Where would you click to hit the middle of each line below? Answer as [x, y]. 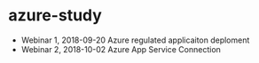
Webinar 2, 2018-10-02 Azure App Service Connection [121, 49]
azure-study [55, 16]
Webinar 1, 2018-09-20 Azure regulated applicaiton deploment [135, 40]
